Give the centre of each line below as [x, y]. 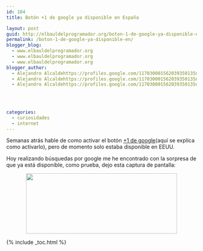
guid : [13, 34]
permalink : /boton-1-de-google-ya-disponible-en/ [70, 40]
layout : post [23, 28]
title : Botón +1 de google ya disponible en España [72, 17]
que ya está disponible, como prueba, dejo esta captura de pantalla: [91, 165]
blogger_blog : [24, 45]
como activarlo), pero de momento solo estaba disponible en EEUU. [91, 147]
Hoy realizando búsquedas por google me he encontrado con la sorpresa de [101, 159]
